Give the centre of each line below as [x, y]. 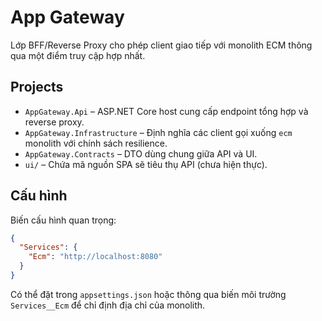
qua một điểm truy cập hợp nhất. [78, 55]
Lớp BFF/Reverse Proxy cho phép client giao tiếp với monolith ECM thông [161, 45]
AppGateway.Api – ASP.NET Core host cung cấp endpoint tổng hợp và [166, 111]
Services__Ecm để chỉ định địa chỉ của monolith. [108, 305]
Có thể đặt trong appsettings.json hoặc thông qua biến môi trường [148, 294]
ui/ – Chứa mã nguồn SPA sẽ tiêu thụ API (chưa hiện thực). [146, 164]
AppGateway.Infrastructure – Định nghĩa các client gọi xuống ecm [158, 132]
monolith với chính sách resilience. [96, 143]
